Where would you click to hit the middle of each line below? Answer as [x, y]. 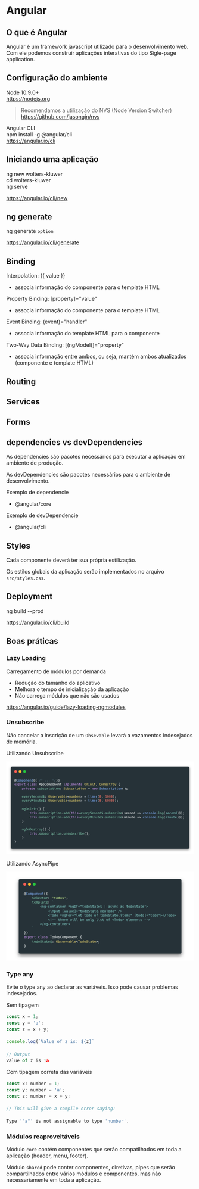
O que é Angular [37, 32]
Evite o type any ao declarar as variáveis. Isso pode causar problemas [92, 987]
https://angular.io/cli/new [37, 198]
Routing [21, 382]
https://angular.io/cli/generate [43, 242]
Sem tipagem [22, 1005]
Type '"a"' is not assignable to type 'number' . [68, 1121]
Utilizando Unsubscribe [35, 753]
